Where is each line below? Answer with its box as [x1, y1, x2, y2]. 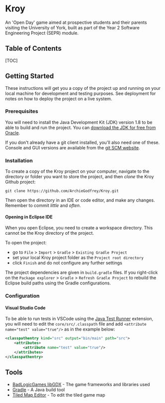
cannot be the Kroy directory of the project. [5, 230, 94, 236]
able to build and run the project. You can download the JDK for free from [5, 125, 156, 131]
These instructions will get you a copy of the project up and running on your [5, 85, 161, 91]
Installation [5, 157, 33, 164]
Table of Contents [5, 44, 62, 53]
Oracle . [5, 130, 20, 135]
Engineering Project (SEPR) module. [5, 30, 79, 36]
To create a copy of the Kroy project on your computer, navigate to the [5, 168, 150, 174]
